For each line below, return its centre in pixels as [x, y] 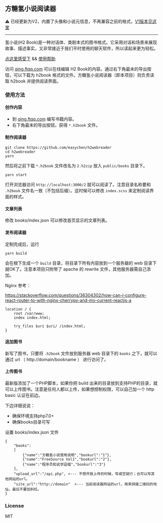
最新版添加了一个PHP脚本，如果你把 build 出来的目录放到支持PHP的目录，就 [81, 383]
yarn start [16, 175]
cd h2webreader [20, 152]
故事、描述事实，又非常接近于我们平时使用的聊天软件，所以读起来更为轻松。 [81, 48]
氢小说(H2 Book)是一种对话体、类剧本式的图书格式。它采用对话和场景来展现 [81, 42]
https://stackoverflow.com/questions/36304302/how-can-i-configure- [76, 295]
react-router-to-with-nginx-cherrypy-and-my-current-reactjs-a [68, 300]
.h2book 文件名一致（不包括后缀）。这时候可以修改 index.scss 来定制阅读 [77, 191]
